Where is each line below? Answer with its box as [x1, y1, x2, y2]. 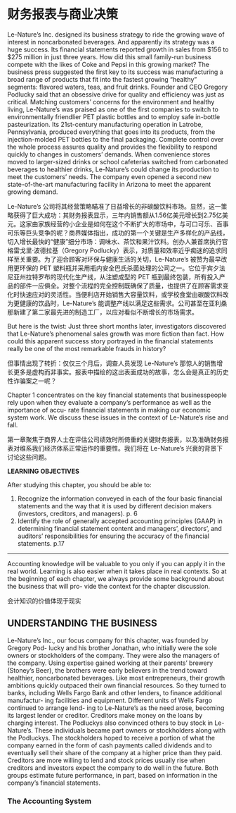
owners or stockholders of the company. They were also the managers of [7, 651, 220, 659]
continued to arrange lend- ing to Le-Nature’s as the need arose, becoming [7, 703, 225, 712]
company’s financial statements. [7, 778, 100, 787]
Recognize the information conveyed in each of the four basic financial [17, 494, 223, 503]
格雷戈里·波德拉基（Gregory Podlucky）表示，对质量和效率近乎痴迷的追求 [7, 246, 222, 255]
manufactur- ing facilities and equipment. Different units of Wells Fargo [7, 696, 213, 704]
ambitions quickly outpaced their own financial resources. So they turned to [7, 681, 227, 690]
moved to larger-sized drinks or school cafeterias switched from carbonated [7, 157, 228, 166]
